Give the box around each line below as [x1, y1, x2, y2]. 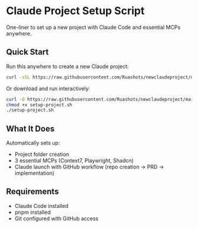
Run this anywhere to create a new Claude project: [6, 63, 129, 70]
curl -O [6, 96, 25, 102]
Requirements [6, 187, 59, 197]
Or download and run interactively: [6, 84, 90, 92]
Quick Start [6, 47, 49, 57]
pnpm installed [14, 209, 51, 216]
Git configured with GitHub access [14, 214, 99, 222]
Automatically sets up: [6, 139, 60, 146]
